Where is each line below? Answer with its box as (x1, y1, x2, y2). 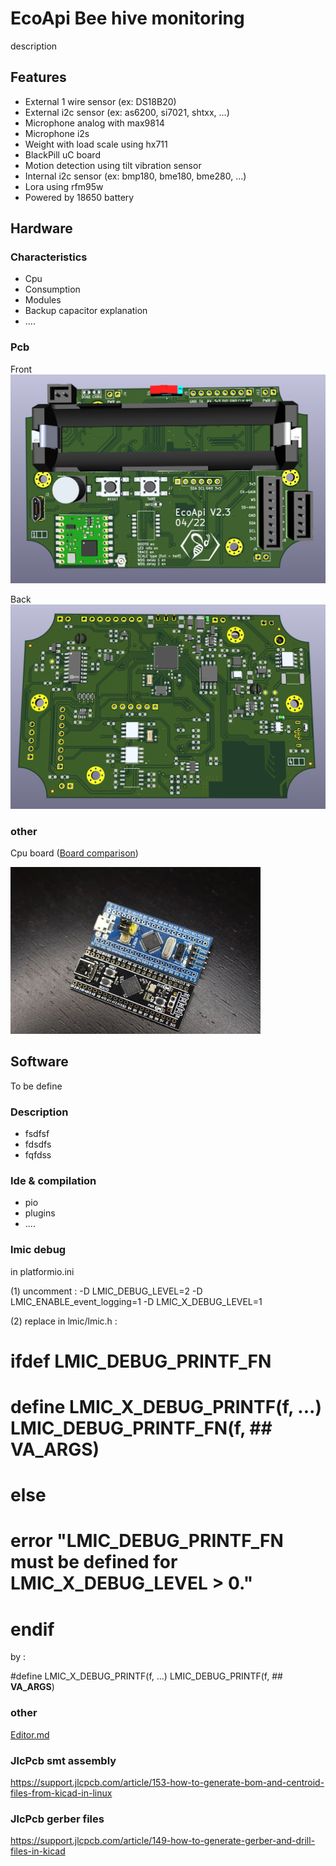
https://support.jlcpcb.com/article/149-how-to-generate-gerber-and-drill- (10, 1835, 316, 1847)
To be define (10, 1080, 63, 1092)
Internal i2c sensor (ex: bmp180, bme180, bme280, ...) (24, 170, 247, 182)
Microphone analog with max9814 (24, 117, 165, 129)
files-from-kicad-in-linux (10, 1787, 113, 1799)
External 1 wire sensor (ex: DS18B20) (24, 95, 177, 107)
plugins (24, 1207, 56, 1219)
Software (10, 1053, 69, 1071)
